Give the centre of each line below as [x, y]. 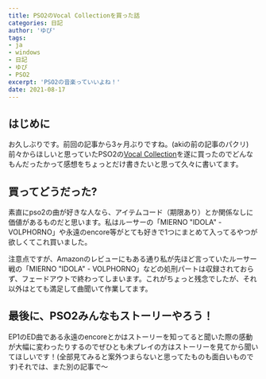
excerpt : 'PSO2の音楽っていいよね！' [64, 82]
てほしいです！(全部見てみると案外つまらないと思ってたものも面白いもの [127, 356]
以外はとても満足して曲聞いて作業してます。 [80, 288]
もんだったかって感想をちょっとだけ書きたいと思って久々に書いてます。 [126, 164]
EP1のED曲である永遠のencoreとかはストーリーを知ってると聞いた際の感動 [131, 336]
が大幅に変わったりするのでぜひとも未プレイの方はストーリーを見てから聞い [133, 346]
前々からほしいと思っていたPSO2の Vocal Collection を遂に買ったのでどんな [131, 154]
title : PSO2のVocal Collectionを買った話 [74, 15]
